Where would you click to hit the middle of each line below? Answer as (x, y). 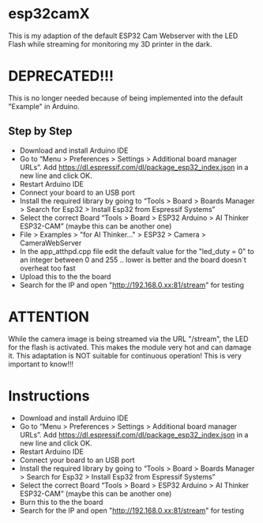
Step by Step (40, 131)
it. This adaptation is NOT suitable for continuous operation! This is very (125, 355)
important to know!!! (41, 364)
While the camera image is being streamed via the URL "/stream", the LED (128, 339)
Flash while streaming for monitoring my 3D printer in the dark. (110, 44)
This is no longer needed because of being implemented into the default (126, 98)
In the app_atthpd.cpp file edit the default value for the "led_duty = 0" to (137, 251)
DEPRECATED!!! (61, 76)
